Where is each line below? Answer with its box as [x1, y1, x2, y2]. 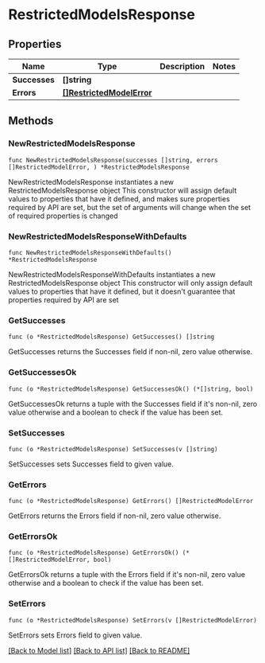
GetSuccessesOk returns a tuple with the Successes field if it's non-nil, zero [8, 399, 258, 408]
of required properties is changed [8, 211, 118, 220]
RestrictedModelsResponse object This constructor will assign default [8, 185, 237, 195]
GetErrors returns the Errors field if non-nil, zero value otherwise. [8, 511, 221, 521]
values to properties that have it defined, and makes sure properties [8, 193, 230, 204]
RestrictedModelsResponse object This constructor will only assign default [8, 278, 253, 287]
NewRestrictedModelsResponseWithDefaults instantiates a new [8, 269, 216, 279]
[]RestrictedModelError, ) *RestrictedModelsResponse [8, 163, 190, 171]
